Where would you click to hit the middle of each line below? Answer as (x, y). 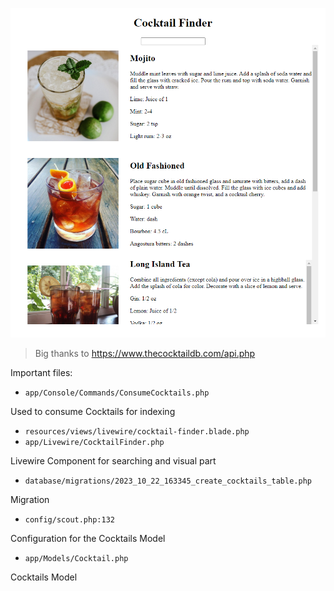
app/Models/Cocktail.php (76, 559)
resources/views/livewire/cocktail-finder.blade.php (137, 432)
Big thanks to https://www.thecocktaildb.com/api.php (145, 354)
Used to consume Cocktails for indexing (93, 412)
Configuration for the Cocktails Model (88, 539)
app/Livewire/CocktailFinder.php (94, 443)
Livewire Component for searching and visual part (113, 461)
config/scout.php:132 (69, 520)
